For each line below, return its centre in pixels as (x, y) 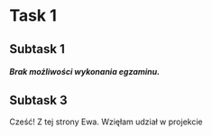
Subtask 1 (37, 49)
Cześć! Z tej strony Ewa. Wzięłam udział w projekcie (106, 122)
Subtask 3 (38, 100)
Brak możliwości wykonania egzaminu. (85, 72)
